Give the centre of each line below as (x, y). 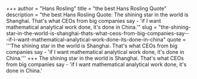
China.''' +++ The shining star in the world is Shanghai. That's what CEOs (95, 58)
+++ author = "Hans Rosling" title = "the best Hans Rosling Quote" (86, 8)
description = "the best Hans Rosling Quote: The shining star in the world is (97, 15)
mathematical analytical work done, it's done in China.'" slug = (82, 27)
